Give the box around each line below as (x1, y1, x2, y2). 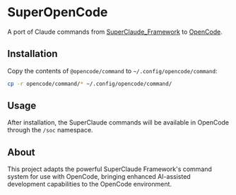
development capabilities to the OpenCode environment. (7, 180, 172, 189)
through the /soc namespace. (7, 126, 93, 134)
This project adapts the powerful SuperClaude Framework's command (7, 165, 212, 173)
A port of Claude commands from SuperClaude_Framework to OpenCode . (7, 27, 223, 36)
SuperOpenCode (7, 4, 108, 20)
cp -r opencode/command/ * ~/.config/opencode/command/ (7, 80, 172, 87)
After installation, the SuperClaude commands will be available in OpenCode (7, 118, 230, 127)
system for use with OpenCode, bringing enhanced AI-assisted (7, 172, 191, 181)
